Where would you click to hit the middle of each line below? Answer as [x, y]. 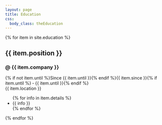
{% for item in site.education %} [38, 38]
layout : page [19, 10]
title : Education [23, 14]
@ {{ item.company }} [32, 67]
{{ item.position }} [34, 53]
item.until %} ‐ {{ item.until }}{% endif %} [47, 83]
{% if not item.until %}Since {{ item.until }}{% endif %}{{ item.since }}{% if [81, 78]
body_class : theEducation [36, 23]
